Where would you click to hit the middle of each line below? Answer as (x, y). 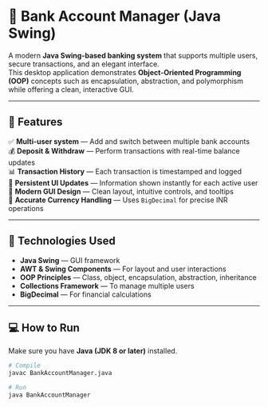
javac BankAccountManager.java (60, 373)
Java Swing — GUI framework (70, 260)
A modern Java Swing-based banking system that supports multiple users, (133, 55)
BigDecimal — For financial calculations (85, 294)
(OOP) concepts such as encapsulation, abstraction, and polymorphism (126, 81)
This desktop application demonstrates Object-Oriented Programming (125, 72)
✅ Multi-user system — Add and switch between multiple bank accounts (129, 141)
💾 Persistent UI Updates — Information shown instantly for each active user (133, 182)
